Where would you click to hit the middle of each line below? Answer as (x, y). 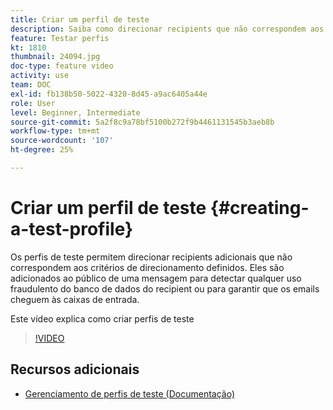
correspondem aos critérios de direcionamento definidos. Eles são (147, 267)
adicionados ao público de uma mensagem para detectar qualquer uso (156, 278)
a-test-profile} (72, 229)
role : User (33, 103)
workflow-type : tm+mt (55, 131)
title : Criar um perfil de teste (80, 19)
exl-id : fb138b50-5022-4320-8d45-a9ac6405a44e (109, 94)
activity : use (40, 76)
